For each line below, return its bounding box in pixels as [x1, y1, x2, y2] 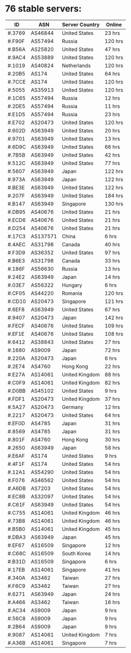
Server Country [62, 21, 100, 28]
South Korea [62, 550, 91, 557]
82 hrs [104, 379, 121, 386]
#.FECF [7, 322, 25, 329]
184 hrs [104, 192, 124, 199]
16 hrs [104, 598, 121, 605]
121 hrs [104, 298, 124, 305]
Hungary [62, 281, 82, 288]
